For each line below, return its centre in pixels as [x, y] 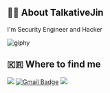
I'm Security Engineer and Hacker [55, 29]
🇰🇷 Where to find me [54, 64]
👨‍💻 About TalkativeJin [55, 13]
